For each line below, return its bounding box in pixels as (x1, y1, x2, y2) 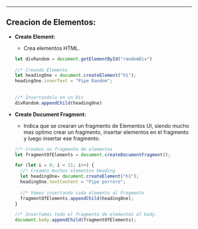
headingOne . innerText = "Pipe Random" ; (14, 78, 113, 84)
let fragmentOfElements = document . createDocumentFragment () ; (14, 151, 171, 157)
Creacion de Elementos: (6, 17, 96, 27)
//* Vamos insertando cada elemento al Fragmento (20, 190, 144, 196)
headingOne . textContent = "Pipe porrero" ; (20, 179, 126, 185)
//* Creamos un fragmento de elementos (14, 146, 113, 152)
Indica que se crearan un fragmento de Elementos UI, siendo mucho (23, 122, 190, 129)
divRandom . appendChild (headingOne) (14, 100, 103, 106)
